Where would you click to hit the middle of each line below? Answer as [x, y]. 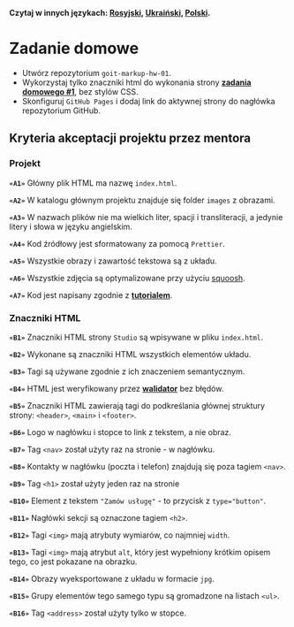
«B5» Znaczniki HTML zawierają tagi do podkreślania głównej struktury [137, 405]
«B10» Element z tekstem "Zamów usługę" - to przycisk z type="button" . [138, 501]
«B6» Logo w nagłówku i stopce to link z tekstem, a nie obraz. [121, 432]
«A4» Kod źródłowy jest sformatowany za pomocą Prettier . [117, 243]
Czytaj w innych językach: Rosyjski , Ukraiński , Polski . [110, 13]
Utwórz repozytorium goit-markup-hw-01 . [97, 73]
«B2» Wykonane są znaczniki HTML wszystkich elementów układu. [130, 354]
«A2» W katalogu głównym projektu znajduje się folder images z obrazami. [142, 200]
